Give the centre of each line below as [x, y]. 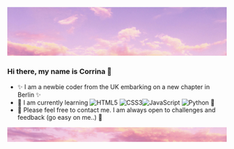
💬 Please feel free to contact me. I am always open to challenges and [116, 110]
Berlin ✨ [29, 95]
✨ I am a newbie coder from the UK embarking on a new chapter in [114, 86]
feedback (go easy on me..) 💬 [60, 117]
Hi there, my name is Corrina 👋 [60, 72]
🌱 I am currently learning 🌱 [116, 102]
